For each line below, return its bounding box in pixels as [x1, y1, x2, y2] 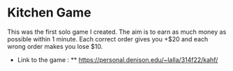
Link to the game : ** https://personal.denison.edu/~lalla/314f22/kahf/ [17, 55, 218, 63]
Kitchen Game [7, 5, 92, 21]
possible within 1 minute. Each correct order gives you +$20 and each [7, 34, 209, 43]
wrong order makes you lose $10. [7, 42, 103, 50]
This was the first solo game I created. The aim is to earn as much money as [7, 28, 227, 36]
